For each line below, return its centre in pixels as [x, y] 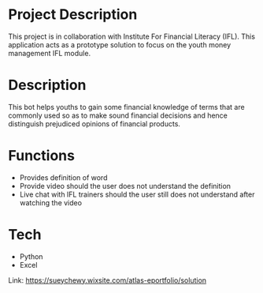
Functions [41, 156]
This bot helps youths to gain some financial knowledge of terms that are [127, 107]
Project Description [73, 15]
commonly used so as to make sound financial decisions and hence [118, 115]
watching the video [51, 202]
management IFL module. [50, 53]
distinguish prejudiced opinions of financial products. [94, 123]
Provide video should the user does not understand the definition [125, 186]
